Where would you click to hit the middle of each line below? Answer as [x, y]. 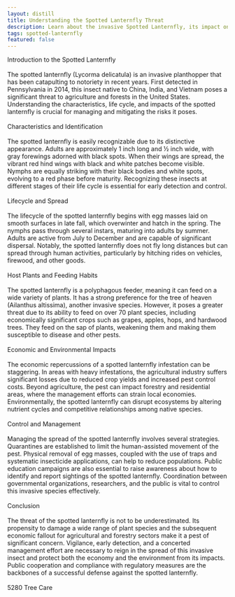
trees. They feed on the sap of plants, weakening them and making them [112, 328]
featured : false [31, 40]
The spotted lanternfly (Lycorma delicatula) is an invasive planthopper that [114, 75]
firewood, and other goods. [47, 260]
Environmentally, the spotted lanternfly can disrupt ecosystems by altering [114, 402]
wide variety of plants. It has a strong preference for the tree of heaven [109, 297]
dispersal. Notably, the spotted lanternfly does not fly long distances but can [117, 246]
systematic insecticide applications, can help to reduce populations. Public [115, 461]
